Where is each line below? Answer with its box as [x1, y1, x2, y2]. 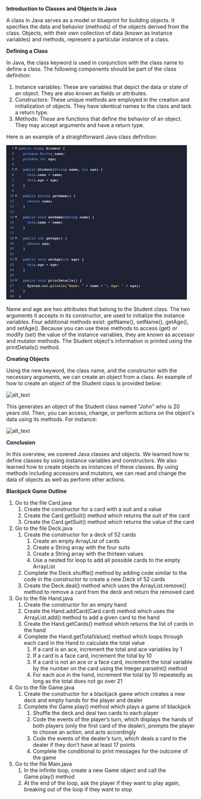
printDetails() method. [6, 344, 60, 351]
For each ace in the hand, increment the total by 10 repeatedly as [32, 671, 193, 678]
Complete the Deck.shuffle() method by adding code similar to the [23, 569, 187, 576]
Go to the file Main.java [14, 761, 72, 767]
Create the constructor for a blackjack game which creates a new [23, 691, 185, 697]
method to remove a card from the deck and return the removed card [23, 589, 194, 595]
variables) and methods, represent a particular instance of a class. [6, 36, 170, 43]
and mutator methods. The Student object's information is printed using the [6, 337, 193, 344]
